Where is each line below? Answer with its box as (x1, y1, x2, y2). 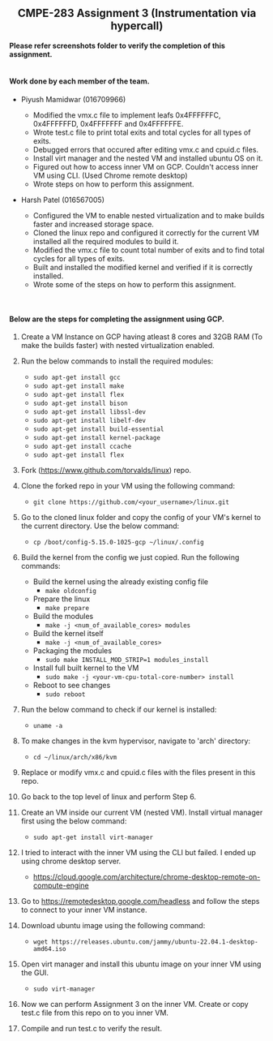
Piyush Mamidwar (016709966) (20, 95, 126, 105)
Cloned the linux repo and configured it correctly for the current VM (32, 228, 260, 238)
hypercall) (110, 19, 164, 33)
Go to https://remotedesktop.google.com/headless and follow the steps (20, 897, 260, 906)
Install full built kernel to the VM (32, 663, 139, 673)
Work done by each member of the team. (9, 76, 150, 86)
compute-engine (32, 880, 89, 891)
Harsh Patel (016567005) (20, 195, 105, 205)
